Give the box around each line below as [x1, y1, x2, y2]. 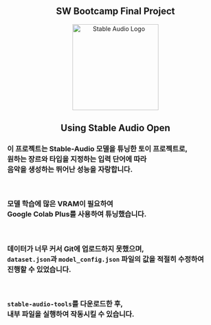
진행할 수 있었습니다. [7, 265, 71, 274]
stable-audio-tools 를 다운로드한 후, [7, 299, 124, 309]
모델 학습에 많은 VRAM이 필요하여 [7, 199, 113, 209]
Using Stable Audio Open [60, 122, 170, 134]
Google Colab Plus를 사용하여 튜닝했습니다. [7, 210, 147, 219]
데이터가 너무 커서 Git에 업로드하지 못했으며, [7, 244, 144, 254]
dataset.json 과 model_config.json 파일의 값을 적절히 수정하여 [7, 254, 204, 264]
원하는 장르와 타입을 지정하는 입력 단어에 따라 [7, 155, 147, 164]
